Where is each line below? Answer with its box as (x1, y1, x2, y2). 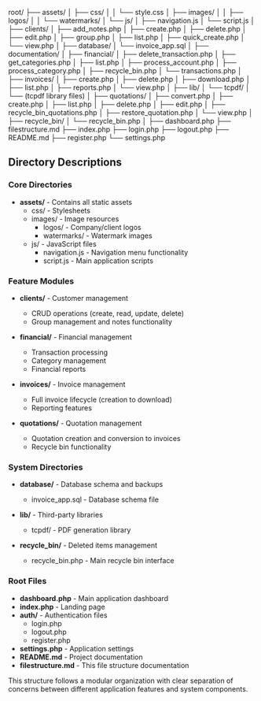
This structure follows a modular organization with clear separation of (8, 676, 233, 685)
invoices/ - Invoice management (19, 379, 126, 389)
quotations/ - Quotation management (19, 418, 142, 428)
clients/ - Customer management (19, 293, 128, 302)
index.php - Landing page (19, 602, 105, 611)
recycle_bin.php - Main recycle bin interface (31, 556, 175, 566)
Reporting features (31, 402, 93, 413)
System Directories (8, 462, 83, 473)
